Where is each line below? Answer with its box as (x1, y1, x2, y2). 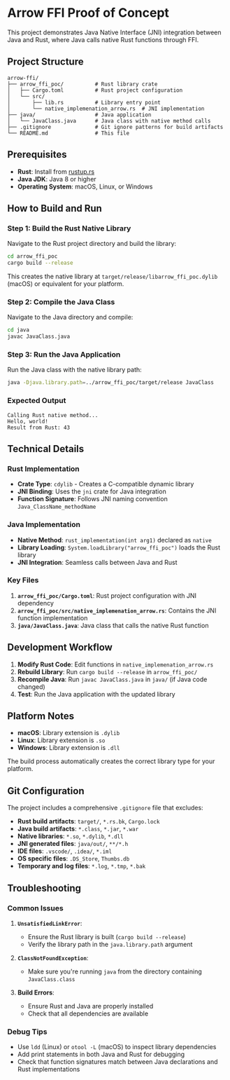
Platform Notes (7, 710, 75, 722)
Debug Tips (7, 1027, 48, 1037)
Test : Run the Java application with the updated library (17, 690, 176, 698)
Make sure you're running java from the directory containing (27, 967, 202, 976)
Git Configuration (7, 785, 85, 797)
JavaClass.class (27, 976, 76, 983)
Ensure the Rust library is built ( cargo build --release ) (27, 932, 187, 941)
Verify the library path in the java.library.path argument (27, 940, 193, 948)
